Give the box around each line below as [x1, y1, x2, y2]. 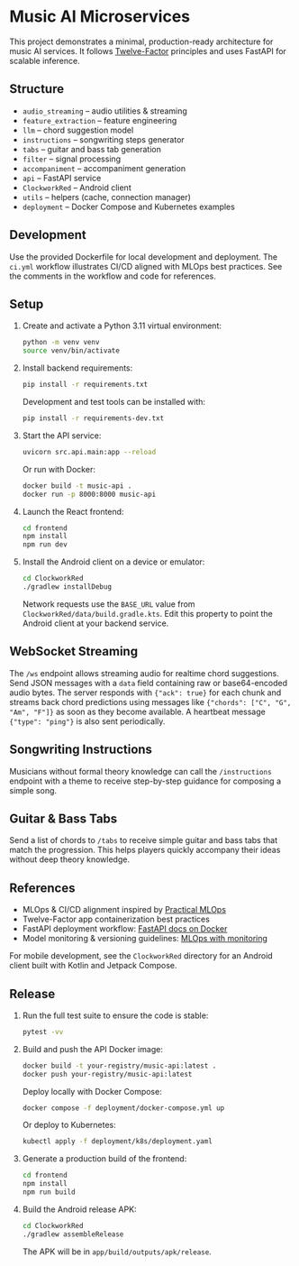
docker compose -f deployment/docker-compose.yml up [22, 1103, 225, 1113]
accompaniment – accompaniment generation [22, 162, 186, 173]
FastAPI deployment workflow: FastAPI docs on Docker [22, 923, 228, 934]
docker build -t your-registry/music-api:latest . [22, 1061, 217, 1070]
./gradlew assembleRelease [22, 1229, 124, 1239]
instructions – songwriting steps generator [22, 133, 185, 145]
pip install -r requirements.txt [22, 381, 149, 390]
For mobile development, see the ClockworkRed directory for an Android [9, 950, 273, 961]
